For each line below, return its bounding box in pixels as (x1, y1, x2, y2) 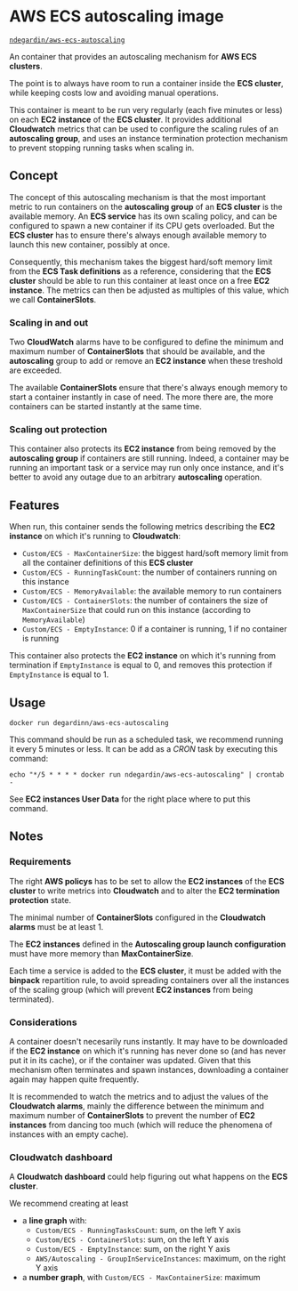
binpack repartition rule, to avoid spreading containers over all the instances (9, 974, 290, 985)
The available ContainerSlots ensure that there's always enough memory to (9, 383, 288, 393)
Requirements (9, 856, 72, 868)
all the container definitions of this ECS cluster (21, 558, 194, 569)
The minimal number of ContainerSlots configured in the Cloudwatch (9, 912, 266, 923)
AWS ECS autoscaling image (9, 6, 224, 27)
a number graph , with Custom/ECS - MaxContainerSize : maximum (21, 1272, 261, 1283)
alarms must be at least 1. (9, 921, 104, 932)
